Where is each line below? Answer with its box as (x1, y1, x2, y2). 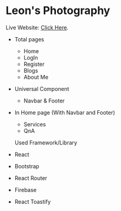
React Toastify (14, 198, 51, 205)
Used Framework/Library (14, 138, 77, 146)
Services (23, 120, 46, 128)
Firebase (14, 186, 37, 193)
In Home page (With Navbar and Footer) (14, 109, 116, 116)
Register (23, 60, 45, 68)
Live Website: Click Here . (5, 24, 69, 31)
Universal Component (14, 85, 69, 92)
